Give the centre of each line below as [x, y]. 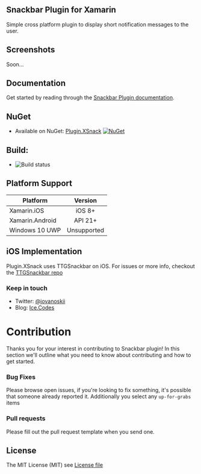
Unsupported [85, 230]
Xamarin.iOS [27, 210]
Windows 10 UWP [35, 230]
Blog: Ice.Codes [35, 307]
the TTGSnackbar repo [35, 272]
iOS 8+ [85, 210]
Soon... [15, 64]
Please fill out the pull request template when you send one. [80, 432]
